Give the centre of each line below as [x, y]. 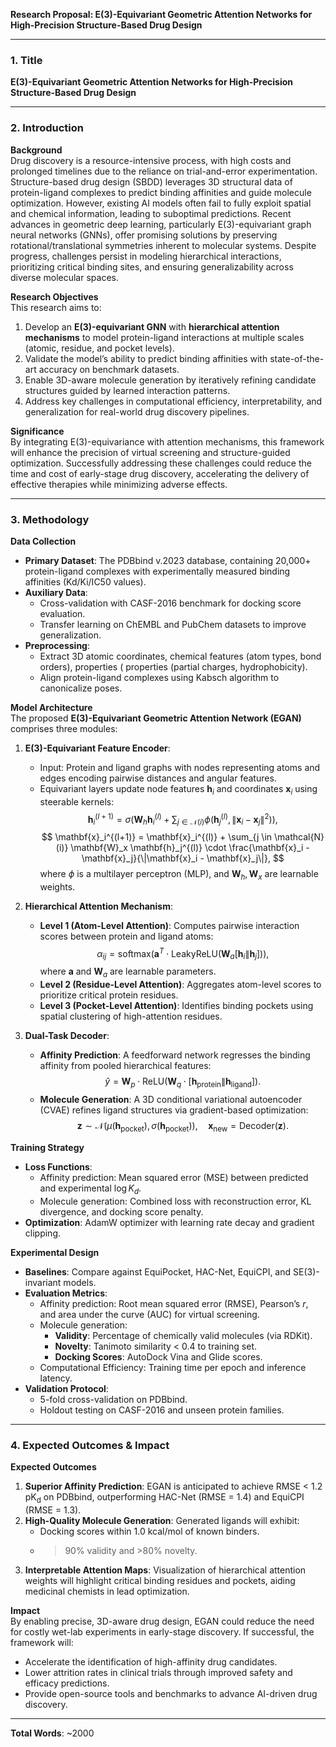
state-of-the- [297, 358]
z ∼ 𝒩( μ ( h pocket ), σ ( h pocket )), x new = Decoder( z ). [182, 1126]
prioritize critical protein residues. [109, 995]
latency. [56, 1378]
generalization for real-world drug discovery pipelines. [137, 411]
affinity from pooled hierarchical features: [125, 1066]
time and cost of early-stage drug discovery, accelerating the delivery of [160, 473]
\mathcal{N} [299, 837]
